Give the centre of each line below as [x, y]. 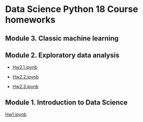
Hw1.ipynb [16, 114]
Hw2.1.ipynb [25, 67]
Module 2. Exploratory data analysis [62, 55]
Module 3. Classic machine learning [62, 38]
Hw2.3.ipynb [25, 86]
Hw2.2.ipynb [25, 77]
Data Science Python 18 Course [72, 9]
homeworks [30, 20]
